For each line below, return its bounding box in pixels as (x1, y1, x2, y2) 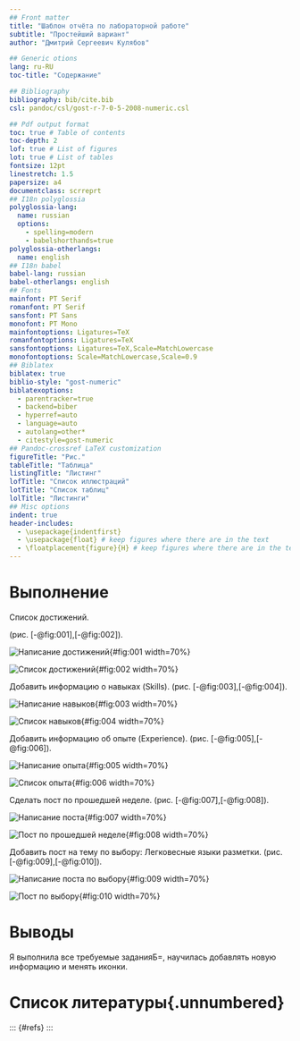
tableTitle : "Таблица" (9, 461, 94, 470)
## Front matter (9, 13, 70, 22)
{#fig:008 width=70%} (125, 829, 209, 840)
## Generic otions (9, 55, 78, 63)
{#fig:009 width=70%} (126, 873, 210, 884)
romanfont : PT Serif (9, 302, 87, 311)
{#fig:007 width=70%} (84, 811, 167, 823)
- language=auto (17, 419, 78, 428)
